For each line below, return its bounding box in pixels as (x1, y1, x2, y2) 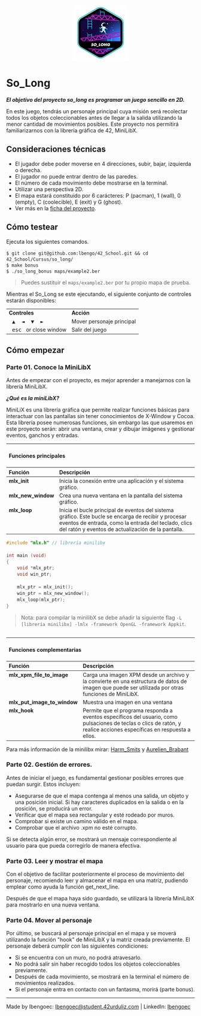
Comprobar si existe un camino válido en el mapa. (14, 817, 139, 825)
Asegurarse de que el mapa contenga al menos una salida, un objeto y (14, 792, 189, 799)
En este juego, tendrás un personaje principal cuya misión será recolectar (6, 107, 188, 115)
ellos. (83, 733, 96, 740)
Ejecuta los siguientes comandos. (6, 238, 89, 245)
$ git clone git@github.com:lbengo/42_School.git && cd (6, 250, 148, 256)
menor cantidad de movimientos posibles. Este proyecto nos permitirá (6, 120, 179, 128)
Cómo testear (6, 222, 59, 232)
